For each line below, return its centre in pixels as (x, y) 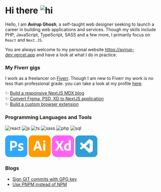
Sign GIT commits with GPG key (45, 179)
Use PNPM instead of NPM (40, 184)
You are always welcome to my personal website (55, 49)
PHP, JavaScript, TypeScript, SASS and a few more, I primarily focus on (78, 35)
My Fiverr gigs (23, 68)
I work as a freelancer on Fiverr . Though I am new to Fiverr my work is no (79, 78)
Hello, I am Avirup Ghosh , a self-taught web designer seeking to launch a (80, 24)
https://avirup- (120, 49)
